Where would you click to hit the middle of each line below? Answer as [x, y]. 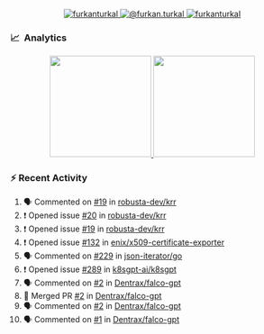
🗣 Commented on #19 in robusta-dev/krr [100, 202]
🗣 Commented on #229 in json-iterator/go [103, 256]
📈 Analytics [39, 38]
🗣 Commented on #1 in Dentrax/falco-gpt [101, 319]
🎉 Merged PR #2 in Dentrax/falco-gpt [92, 295]
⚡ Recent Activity [49, 178]
